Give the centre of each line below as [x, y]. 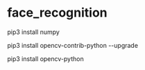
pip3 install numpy [34, 32]
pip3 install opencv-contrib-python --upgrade [73, 45]
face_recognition [57, 13]
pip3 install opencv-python [46, 59]
